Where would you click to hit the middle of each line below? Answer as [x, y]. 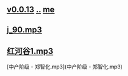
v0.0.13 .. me [31, 10]
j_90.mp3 [24, 30]
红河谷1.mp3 [30, 52]
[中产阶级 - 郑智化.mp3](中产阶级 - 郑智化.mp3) [65, 67]
